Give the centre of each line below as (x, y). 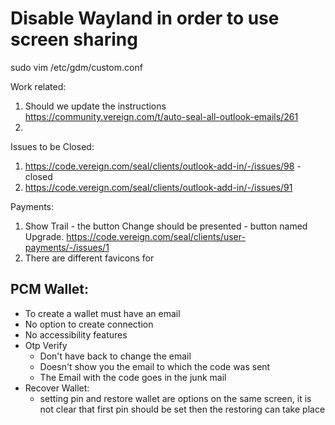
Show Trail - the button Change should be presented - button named (166, 226)
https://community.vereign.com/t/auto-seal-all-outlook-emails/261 (161, 116)
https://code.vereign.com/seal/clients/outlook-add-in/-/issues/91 (158, 187)
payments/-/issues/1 (67, 247)
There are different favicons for (89, 258)
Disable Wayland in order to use (145, 18)
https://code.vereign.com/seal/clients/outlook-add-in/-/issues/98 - (163, 166)
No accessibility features (76, 334)
